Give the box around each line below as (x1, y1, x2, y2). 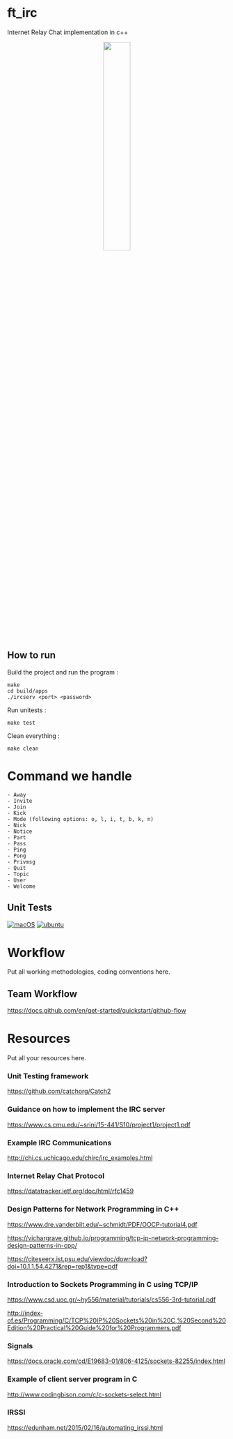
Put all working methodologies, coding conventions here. (7, 967, 170, 976)
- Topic (7, 871, 30, 877)
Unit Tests (7, 902, 52, 914)
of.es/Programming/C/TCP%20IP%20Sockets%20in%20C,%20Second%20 (7, 1316, 226, 1325)
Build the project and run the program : (7, 668, 119, 676)
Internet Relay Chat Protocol (7, 1171, 105, 1180)
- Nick (7, 822, 26, 829)
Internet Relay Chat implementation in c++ (7, 28, 129, 36)
